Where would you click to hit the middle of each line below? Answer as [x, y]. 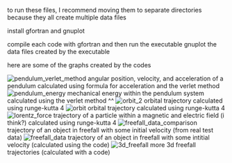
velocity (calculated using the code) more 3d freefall [102, 145]
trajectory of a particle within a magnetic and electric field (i [139, 115]
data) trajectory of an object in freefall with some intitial [108, 137]
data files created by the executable [58, 52]
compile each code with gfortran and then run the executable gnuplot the [112, 44]
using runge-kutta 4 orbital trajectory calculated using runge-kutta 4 [116, 108]
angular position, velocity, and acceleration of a [156, 78]
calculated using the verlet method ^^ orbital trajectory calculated [115, 101]
